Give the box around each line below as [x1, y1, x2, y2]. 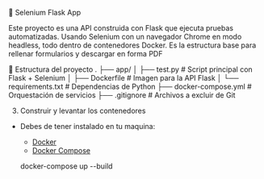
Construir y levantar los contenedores [19, 106, 146, 115]
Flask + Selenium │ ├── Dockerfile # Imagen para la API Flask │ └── [8, 73, 240, 82]
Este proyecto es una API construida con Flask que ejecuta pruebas [8, 23, 234, 32]
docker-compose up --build [19, 161, 113, 171]
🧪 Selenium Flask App [8, 8, 82, 17]
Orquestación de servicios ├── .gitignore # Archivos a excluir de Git [8, 90, 236, 100]
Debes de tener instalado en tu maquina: [19, 122, 156, 131]
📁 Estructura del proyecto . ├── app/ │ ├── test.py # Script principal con [8, 65, 253, 74]
